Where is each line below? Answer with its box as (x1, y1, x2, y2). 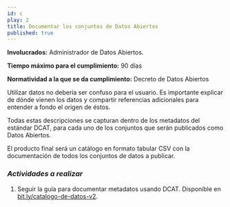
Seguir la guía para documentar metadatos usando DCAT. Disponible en (17, 184, 222, 193)
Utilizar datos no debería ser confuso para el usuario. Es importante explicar (7, 88, 224, 97)
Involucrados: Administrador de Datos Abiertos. (7, 48, 144, 57)
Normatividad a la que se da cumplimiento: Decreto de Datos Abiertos (7, 75, 209, 83)
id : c (7, 10, 23, 17)
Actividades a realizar (7, 169, 83, 179)
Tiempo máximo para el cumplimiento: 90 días (7, 61, 143, 70)
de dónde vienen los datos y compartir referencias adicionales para (7, 96, 199, 104)
